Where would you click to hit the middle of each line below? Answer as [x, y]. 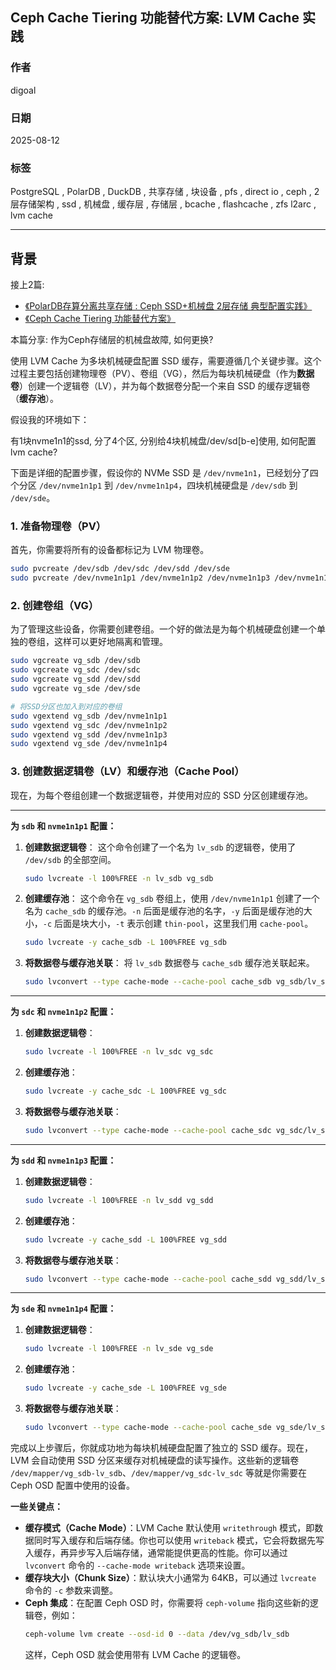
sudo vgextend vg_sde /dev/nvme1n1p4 [89, 744]
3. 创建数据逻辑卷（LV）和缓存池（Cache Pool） [127, 771]
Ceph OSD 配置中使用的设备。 [72, 1485]
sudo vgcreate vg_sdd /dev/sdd [75, 679]
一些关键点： [36, 1507]
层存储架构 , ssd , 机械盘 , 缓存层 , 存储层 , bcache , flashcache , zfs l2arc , [163, 204]
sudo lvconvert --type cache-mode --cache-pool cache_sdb [148, 982]
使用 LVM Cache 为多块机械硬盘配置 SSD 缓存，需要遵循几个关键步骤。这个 [166, 361]
